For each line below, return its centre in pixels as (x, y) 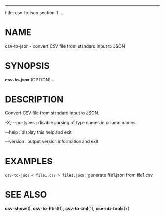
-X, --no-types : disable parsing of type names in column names (70, 122)
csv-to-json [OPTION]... (30, 80)
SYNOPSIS (27, 66)
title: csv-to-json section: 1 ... (34, 13)
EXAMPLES (29, 161)
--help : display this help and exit (38, 132)
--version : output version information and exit (52, 141)
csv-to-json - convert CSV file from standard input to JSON (65, 46)
